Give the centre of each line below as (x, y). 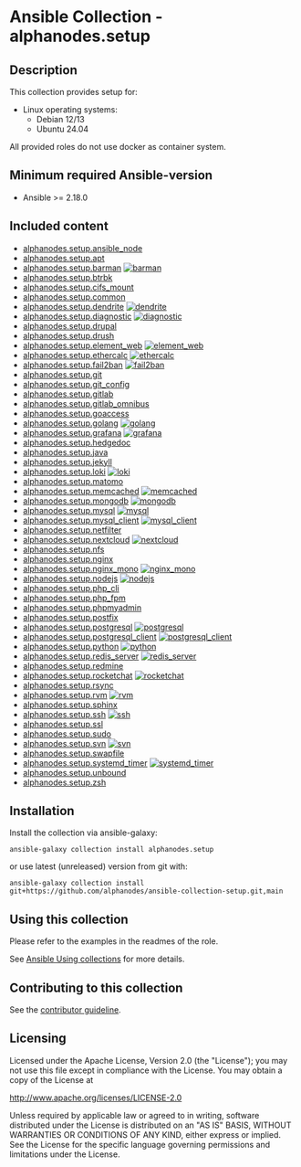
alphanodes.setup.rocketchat (78, 675)
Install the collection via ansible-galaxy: (83, 833)
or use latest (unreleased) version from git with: (99, 866)
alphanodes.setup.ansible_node (83, 248)
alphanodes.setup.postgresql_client (89, 636)
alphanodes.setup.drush (68, 335)
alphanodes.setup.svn (64, 743)
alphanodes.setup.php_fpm (74, 598)
